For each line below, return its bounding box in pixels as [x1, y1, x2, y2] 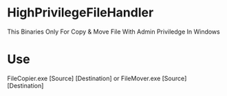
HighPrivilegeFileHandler [7, 5, 154, 21]
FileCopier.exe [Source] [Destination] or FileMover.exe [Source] [7, 74, 187, 82]
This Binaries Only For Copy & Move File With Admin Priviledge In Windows [7, 27, 220, 36]
